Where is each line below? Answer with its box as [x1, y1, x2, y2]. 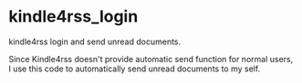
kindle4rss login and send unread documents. [8, 36, 182, 47]
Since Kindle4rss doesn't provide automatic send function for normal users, [8, 53, 294, 64]
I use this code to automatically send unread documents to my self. [8, 63, 261, 74]
